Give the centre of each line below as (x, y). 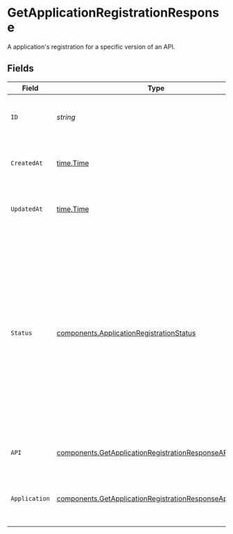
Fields (21, 68)
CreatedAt (27, 163)
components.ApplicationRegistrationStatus (126, 333)
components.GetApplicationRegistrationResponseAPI (143, 452)
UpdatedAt (27, 209)
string (66, 117)
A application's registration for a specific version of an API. (91, 46)
